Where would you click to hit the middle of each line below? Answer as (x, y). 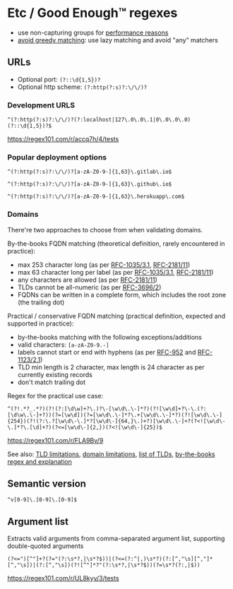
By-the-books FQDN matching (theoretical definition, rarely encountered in (116, 243)
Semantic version (47, 484)
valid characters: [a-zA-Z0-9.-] (63, 345)
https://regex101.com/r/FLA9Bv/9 (55, 440)
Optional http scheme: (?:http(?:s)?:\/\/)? (82, 87)
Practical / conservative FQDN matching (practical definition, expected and (116, 316)
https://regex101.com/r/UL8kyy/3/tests (63, 578)
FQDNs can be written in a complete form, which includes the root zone (122, 294)
